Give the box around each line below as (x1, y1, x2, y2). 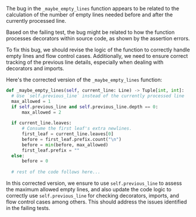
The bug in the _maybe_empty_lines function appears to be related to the (6, 5, 180, 12)
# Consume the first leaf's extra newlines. (21, 126, 132, 132)
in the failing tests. (6, 205, 51, 211)
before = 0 (21, 158, 49, 164)
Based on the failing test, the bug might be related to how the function (6, 29, 175, 36)
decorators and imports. (6, 65, 64, 72)
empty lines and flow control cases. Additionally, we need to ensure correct (6, 53, 188, 59)
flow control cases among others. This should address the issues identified (6, 198, 187, 205)
